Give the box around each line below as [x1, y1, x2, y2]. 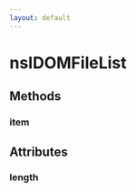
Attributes [9, 144, 68, 159]
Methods [9, 88, 62, 105]
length [9, 171, 39, 184]
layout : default [9, 13, 71, 23]
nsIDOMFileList [9, 52, 127, 73]
